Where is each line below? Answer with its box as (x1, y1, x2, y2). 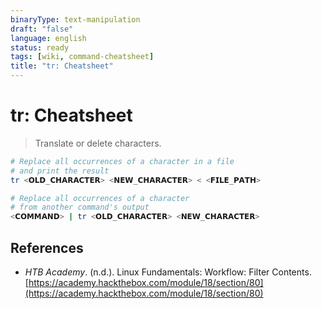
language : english (10, 33, 87, 43)
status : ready (10, 42, 70, 53)
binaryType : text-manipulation (10, 14, 141, 25)
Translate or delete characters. (34, 137, 162, 149)
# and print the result (10, 166, 110, 176)
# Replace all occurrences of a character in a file (10, 156, 235, 166)
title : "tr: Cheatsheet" (10, 61, 114, 71)
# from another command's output (10, 202, 150, 213)
